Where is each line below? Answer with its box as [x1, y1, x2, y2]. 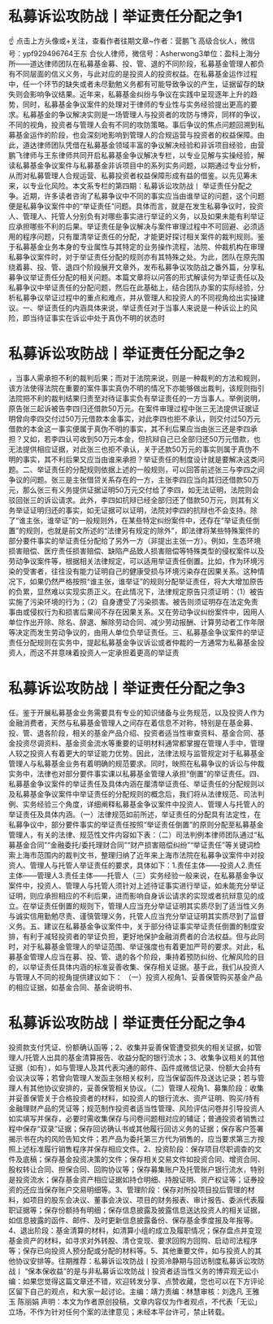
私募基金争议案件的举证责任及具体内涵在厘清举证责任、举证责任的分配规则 [8, 779, 258, 789]
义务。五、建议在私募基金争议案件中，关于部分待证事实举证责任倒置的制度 [8, 921, 258, 931]
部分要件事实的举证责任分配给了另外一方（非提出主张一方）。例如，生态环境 [8, 535, 262, 545]
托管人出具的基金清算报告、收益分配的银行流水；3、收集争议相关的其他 [25, 1052, 265, 1062]
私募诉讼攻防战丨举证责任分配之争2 [8, 345, 245, 363]
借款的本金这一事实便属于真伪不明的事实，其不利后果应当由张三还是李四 [8, 424, 250, 434]
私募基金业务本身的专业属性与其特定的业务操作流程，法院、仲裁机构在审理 [15, 242, 265, 251]
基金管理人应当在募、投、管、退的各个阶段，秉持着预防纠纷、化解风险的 [15, 951, 258, 961]
